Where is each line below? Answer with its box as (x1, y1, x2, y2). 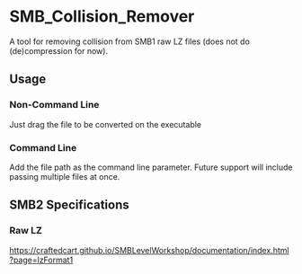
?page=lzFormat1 (9, 254, 74, 265)
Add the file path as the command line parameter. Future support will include (9, 162, 293, 172)
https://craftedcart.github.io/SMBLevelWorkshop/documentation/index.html (9, 244, 289, 255)
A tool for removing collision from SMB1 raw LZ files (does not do (9, 36, 250, 47)
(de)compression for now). (9, 45, 109, 56)
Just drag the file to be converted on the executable (9, 119, 202, 129)
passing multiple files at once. (9, 171, 120, 181)
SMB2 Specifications (9, 198, 130, 213)
